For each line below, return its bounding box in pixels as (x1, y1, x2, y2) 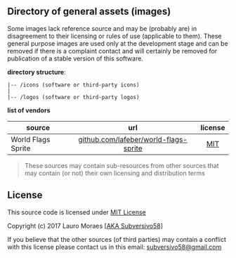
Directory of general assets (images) (7, 6, 171, 18)
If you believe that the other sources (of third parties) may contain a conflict (7, 235, 226, 243)
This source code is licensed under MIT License (7, 207, 146, 217)
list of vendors (7, 105, 51, 115)
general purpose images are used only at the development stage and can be (7, 39, 228, 48)
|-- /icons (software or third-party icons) (7, 81, 140, 89)
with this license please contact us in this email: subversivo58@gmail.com (7, 243, 222, 251)
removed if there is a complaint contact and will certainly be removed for (7, 46, 218, 55)
